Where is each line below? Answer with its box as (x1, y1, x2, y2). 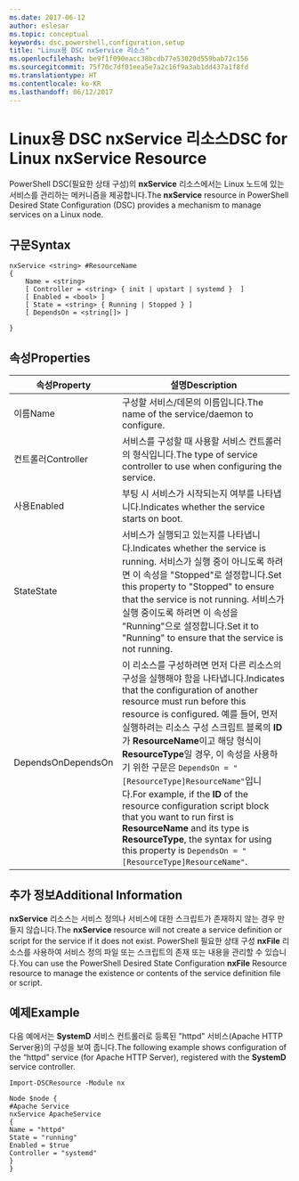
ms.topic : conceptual (9, 29, 90, 38)
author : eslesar (9, 21, 69, 30)
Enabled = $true (9, 1141, 69, 1150)
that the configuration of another (121, 684, 258, 696)
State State (13, 585, 58, 598)
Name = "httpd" (9, 1125, 66, 1134)
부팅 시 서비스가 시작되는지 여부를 (121, 487, 255, 500)
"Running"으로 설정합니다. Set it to (121, 620, 260, 632)
